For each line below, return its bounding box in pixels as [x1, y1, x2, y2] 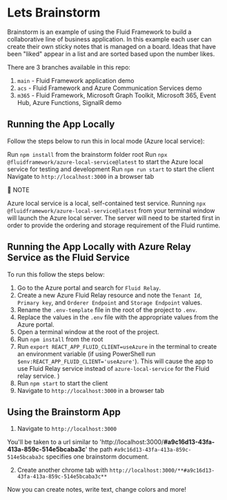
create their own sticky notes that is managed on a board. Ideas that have [7, 42, 216, 50]
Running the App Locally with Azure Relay [7, 241, 192, 253]
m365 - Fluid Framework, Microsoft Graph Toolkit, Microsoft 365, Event [17, 91, 216, 99]
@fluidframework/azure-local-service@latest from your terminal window [7, 206, 215, 215]
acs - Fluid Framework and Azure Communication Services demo [17, 84, 202, 92]
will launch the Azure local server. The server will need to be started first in [7, 213, 221, 222]
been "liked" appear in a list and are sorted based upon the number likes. [7, 50, 215, 58]
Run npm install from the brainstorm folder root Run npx [7, 150, 168, 158]
